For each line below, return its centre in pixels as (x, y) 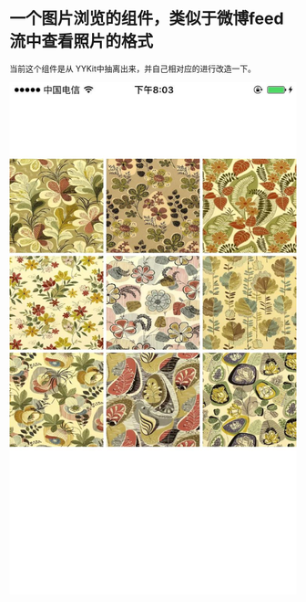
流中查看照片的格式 (82, 42)
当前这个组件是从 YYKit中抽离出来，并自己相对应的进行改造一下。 (133, 69)
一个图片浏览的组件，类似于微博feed (147, 19)
